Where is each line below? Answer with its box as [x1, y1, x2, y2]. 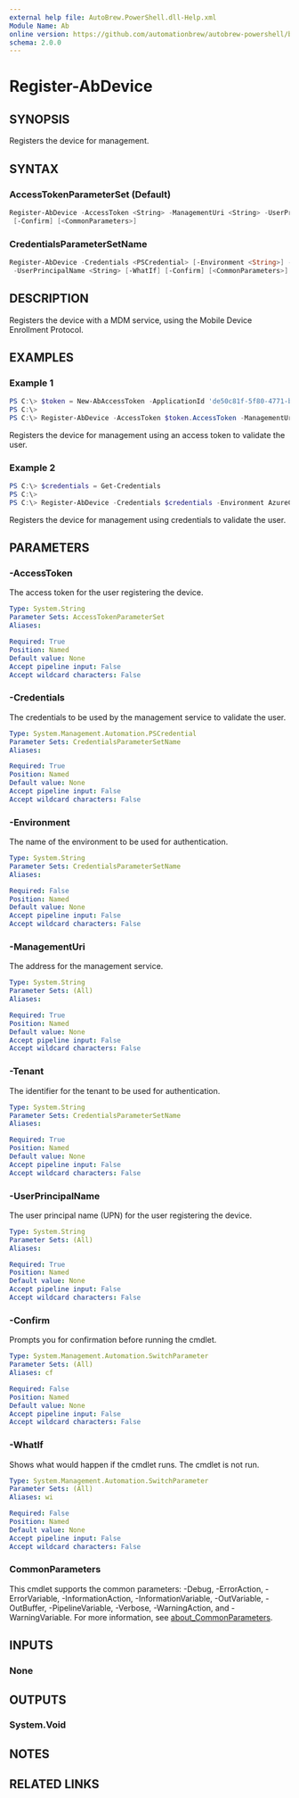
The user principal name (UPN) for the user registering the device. [9, 1210, 252, 1221]
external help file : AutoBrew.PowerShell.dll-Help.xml [9, 12, 217, 22]
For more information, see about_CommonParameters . [74, 1612, 273, 1622]
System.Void [9, 1719, 67, 1731]
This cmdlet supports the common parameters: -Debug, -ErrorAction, [9, 1583, 264, 1594]
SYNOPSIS [9, 112, 70, 127]
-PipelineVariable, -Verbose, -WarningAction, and [48, 1603, 230, 1613]
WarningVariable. [9, 1612, 73, 1622]
